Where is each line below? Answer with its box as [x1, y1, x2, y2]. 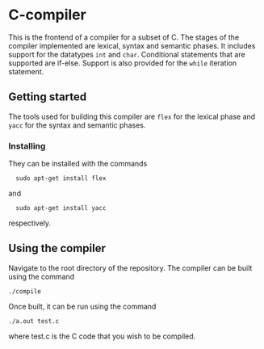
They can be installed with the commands [8, 159, 148, 169]
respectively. [8, 218, 51, 228]
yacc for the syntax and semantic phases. [8, 120, 146, 130]
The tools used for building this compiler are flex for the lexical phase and [8, 111, 256, 121]
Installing [8, 140, 46, 151]
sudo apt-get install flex [15, 174, 107, 183]
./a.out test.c [8, 317, 60, 325]
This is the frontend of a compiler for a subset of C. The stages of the [8, 32, 240, 42]
